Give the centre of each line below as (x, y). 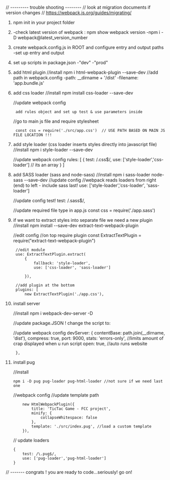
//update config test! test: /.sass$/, (49, 201)
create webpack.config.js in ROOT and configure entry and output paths (88, 47)
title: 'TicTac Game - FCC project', (71, 409)
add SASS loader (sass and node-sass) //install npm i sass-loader (82, 175)
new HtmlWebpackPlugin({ (49, 404)
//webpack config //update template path (56, 395)
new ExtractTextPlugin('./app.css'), (64, 294)
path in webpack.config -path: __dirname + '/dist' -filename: (76, 78)
